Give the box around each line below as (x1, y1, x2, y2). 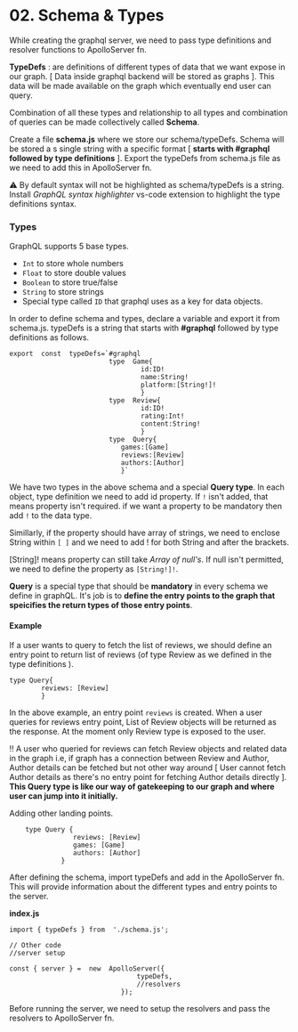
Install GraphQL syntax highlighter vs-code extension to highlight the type (9, 189, 280, 199)
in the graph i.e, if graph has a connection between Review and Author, (9, 753, 270, 764)
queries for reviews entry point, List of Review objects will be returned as (9, 717, 278, 727)
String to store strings (21, 287, 104, 297)
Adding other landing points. (9, 808, 114, 819)
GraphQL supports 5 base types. (9, 241, 129, 252)
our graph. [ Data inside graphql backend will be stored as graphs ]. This (9, 70, 275, 81)
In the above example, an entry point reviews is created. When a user (9, 707, 262, 718)
